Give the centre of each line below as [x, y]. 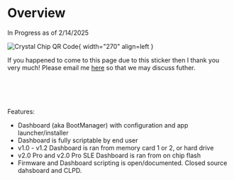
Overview [37, 13]
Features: [21, 111]
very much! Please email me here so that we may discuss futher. [102, 67]
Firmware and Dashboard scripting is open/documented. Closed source [122, 163]
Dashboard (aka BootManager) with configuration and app [103, 125]
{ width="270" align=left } [116, 46]
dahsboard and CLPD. [50, 170]
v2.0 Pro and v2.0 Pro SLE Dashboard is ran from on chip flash [109, 155]
